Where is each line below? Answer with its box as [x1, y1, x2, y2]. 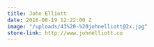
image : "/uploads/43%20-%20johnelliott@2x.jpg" [7, 23, 148, 30]
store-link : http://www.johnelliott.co [7, 29, 123, 37]
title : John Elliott [7, 10, 68, 17]
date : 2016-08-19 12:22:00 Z [7, 17, 92, 23]
